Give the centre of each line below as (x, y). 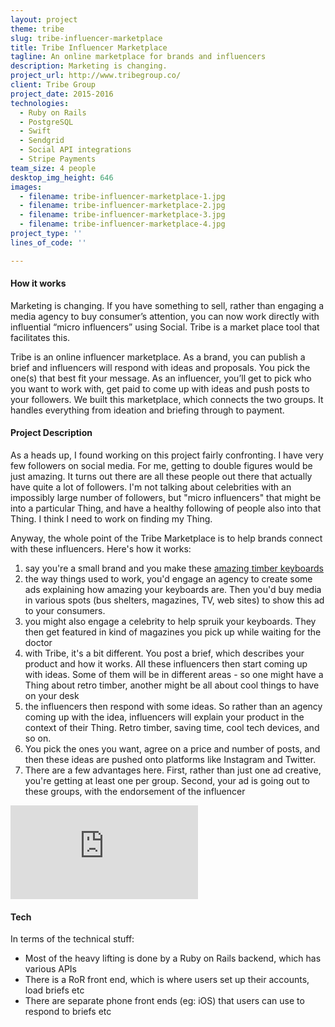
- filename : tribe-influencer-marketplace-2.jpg (122, 206)
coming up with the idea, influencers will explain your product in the (164, 717)
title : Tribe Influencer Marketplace (89, 47)
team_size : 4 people (53, 168)
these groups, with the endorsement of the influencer (135, 792)
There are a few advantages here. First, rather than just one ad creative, (173, 770)
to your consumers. (65, 611)
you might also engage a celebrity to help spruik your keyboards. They (170, 622)
